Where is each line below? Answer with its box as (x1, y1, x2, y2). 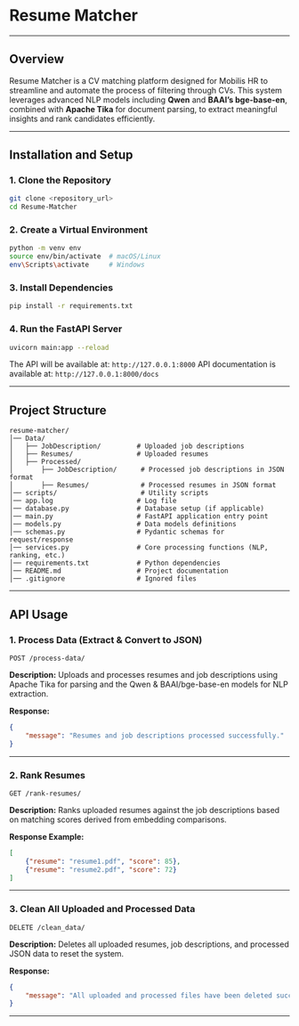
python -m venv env (9, 244, 82, 253)
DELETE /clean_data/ (9, 923, 86, 932)
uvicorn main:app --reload (9, 343, 109, 352)
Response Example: (9, 831, 85, 842)
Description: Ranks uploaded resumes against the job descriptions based (9, 804, 280, 815)
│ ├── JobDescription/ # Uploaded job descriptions (9, 442, 245, 451)
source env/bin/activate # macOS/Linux (9, 252, 162, 261)
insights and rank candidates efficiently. (9, 113, 156, 124)
